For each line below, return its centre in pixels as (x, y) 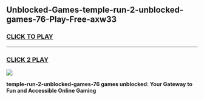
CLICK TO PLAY (30, 37)
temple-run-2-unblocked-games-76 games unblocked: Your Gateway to (100, 84)
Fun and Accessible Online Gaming (51, 90)
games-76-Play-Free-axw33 (62, 20)
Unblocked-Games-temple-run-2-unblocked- (95, 10)
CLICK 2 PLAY (27, 59)
